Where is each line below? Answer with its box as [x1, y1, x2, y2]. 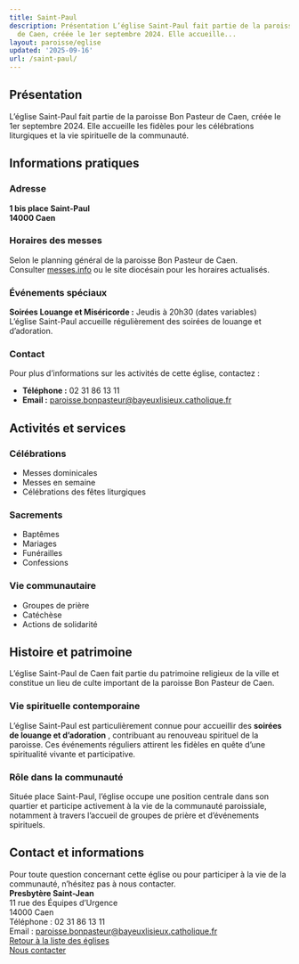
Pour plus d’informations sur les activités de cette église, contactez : [9, 368, 261, 379]
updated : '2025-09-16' [9, 46, 93, 55]
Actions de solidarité [21, 618, 98, 629]
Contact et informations [9, 846, 145, 861]
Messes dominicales [21, 468, 98, 478]
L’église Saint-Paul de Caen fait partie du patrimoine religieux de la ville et [9, 668, 279, 679]
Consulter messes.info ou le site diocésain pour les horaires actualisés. [9, 264, 270, 274]
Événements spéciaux [9, 286, 108, 298]
